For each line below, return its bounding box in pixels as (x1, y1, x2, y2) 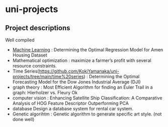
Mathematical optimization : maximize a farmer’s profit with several (12, 57, 152, 63)
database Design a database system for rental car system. (12, 106, 134, 111)
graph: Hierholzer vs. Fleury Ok (12, 90, 78, 95)
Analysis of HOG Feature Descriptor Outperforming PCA (12, 100, 129, 106)
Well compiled (5, 37, 35, 43)
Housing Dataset (12, 52, 48, 58)
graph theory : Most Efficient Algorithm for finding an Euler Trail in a (12, 84, 153, 90)
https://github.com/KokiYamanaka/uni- (39, 68, 120, 74)
